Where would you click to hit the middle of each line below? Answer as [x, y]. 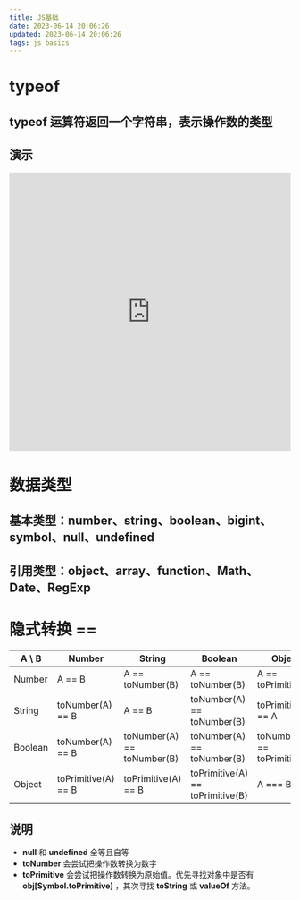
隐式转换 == [53, 629]
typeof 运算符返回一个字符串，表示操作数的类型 [141, 122]
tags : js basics [39, 42]
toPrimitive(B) [219, 795]
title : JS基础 [34, 17]
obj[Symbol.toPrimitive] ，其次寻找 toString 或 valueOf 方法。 [139, 886]
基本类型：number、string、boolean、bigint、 [141, 521]
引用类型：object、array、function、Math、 [134, 570]
